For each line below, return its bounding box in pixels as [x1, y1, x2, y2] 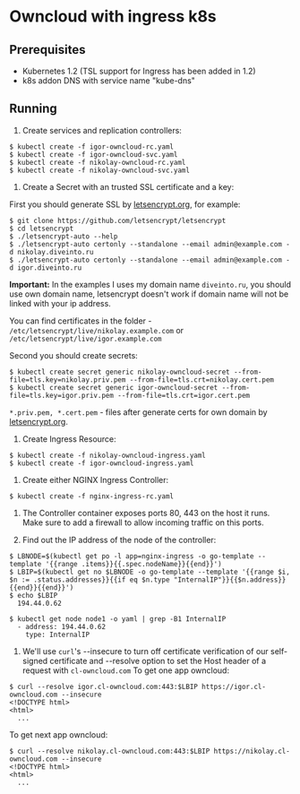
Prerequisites [9, 42, 86, 57]
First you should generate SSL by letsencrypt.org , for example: [9, 199, 241, 210]
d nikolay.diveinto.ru [9, 247, 94, 256]
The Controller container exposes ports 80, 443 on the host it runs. [21, 507, 270, 518]
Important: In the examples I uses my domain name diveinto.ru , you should [9, 279, 292, 289]
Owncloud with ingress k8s [9, 6, 217, 27]
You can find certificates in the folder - [9, 315, 152, 326]
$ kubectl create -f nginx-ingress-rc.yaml [9, 491, 175, 501]
